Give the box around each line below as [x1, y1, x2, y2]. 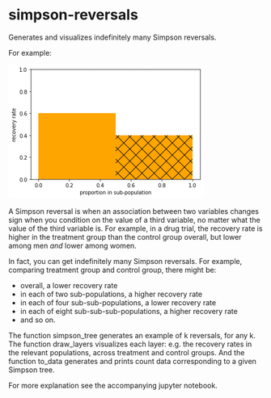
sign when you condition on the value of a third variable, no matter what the [8, 215, 260, 224]
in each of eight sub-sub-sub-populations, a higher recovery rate [19, 306, 239, 316]
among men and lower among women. [8, 241, 138, 250]
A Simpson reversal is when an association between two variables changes [8, 206, 259, 216]
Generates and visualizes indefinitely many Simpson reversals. [8, 32, 217, 42]
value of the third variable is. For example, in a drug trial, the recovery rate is [8, 224, 263, 233]
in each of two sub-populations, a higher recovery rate [19, 289, 203, 299]
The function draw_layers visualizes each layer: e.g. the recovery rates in [8, 339, 252, 349]
